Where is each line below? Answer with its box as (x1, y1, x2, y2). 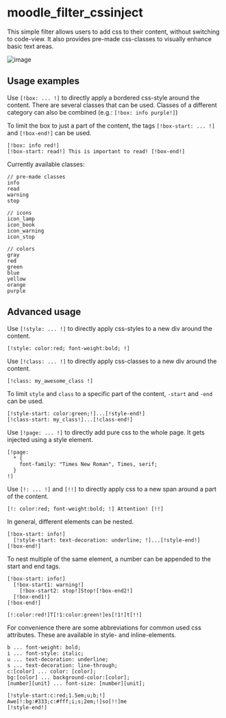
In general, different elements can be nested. (7, 517, 134, 526)
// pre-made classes (7, 173, 66, 180)
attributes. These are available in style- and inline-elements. (7, 630, 177, 639)
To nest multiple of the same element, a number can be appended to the (7, 555, 211, 563)
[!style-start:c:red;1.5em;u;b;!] (7, 692, 106, 699)
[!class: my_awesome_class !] (7, 378, 94, 384)
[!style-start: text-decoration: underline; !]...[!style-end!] (13, 537, 201, 544)
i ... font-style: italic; (7, 650, 84, 657)
